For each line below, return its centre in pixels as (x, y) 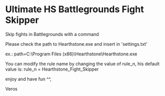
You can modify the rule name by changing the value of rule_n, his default (82, 63)
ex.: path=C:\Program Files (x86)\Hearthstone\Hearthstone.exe (71, 54)
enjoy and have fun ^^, (28, 79)
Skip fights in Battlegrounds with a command (52, 34)
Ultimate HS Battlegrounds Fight (75, 9)
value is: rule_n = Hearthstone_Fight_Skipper (52, 69)
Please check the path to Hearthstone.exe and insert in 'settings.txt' (76, 44)
